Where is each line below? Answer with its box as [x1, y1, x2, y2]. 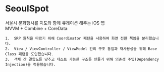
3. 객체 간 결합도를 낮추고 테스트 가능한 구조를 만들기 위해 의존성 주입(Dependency [5, 57, 160, 62]
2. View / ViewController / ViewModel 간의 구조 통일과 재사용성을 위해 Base [5, 46, 157, 51]
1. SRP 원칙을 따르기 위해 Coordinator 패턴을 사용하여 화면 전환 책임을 [5, 36, 140, 41]
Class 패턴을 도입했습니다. [5, 51, 54, 57]
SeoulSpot [5, 3, 49, 14]
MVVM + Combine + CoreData [5, 25, 68, 31]
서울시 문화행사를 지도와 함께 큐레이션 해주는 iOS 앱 [5, 20, 105, 26]
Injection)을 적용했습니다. [5, 62, 56, 67]
